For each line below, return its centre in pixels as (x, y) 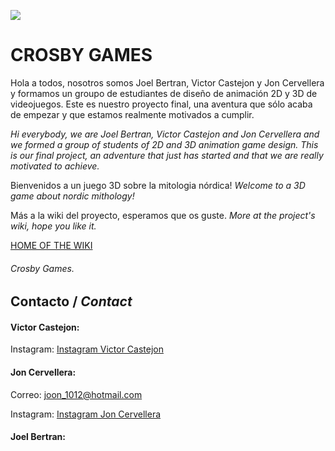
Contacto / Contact (71, 301)
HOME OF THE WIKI (51, 245)
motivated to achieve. (55, 166)
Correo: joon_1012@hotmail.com (76, 394)
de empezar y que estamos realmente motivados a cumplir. (132, 114)
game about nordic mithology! (72, 196)
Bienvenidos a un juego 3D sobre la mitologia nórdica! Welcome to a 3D (158, 185)
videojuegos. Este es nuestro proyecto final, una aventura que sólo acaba (161, 104)
